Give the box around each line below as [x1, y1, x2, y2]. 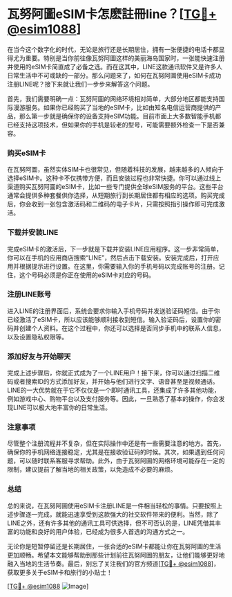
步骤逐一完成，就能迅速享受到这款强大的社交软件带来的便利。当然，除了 [12, 510, 219, 518]
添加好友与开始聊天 [7, 351, 71, 361]
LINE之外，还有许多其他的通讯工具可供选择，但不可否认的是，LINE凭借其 [7, 519, 215, 527]
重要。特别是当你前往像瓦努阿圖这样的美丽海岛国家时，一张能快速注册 [25, 53, 225, 62]
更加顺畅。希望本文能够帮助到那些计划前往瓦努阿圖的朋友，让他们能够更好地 [7, 551, 225, 559]
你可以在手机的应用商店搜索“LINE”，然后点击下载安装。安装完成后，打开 [7, 253, 213, 262]
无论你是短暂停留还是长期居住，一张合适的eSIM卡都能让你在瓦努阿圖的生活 [7, 542, 222, 551]
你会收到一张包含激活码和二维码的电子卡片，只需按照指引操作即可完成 [19, 200, 219, 208]
